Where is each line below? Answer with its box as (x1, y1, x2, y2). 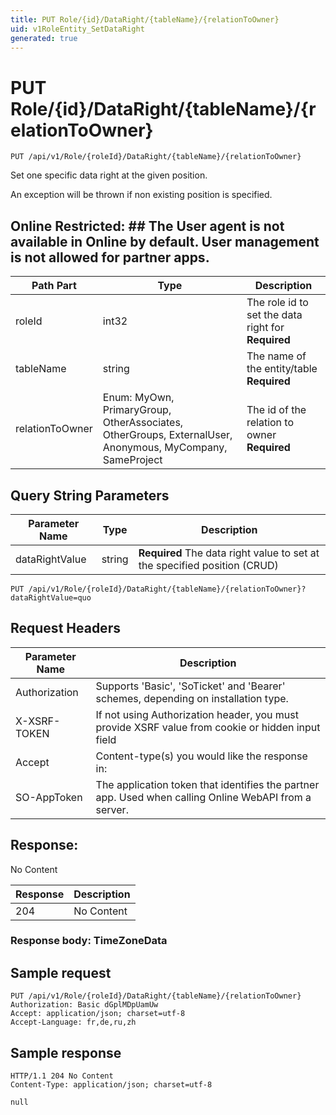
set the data (246, 308, 303, 322)
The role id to (246, 296, 309, 310)
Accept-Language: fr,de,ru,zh (10, 1017, 137, 1028)
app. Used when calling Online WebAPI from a (95, 790, 312, 804)
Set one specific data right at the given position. (10, 169, 208, 181)
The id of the (246, 403, 307, 417)
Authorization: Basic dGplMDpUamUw (10, 1000, 159, 1010)
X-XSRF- (15, 714, 61, 728)
